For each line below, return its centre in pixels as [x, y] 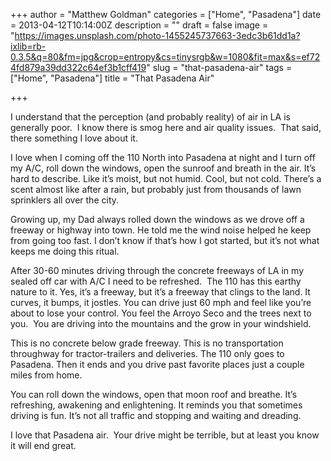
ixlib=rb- [28, 46]
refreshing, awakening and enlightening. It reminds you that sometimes [156, 405]
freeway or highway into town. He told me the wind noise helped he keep [161, 230]
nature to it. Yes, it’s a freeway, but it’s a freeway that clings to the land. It [160, 292]
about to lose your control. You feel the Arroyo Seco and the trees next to [161, 313]
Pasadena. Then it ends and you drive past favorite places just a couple [157, 364]
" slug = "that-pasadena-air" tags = [219, 67]
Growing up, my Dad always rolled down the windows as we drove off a [157, 219]
